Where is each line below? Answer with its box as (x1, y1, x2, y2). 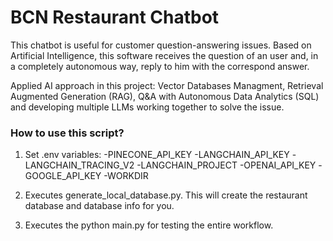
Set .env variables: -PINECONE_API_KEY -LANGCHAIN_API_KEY (24, 149, 290, 161)
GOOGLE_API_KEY (24, 170, 102, 182)
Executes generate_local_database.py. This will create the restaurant (24, 189, 308, 201)
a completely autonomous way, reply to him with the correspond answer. (10, 60, 310, 72)
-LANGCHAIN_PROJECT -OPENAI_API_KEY (136, 159, 317, 171)
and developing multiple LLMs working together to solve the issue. (10, 101, 285, 113)
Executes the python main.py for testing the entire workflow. (24, 219, 274, 231)
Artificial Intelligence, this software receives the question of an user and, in (10, 49, 319, 61)
